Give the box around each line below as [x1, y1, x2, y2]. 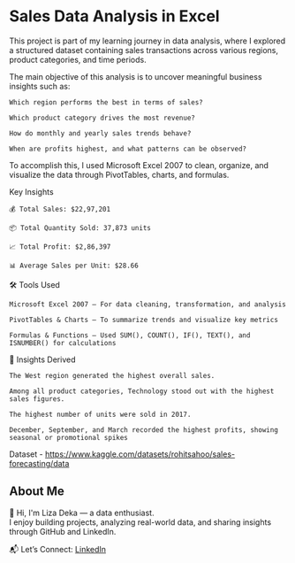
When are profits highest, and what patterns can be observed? [9, 144, 247, 153]
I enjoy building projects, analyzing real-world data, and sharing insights [9, 516, 272, 528]
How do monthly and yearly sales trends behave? [9, 128, 192, 138]
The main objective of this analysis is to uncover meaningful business [9, 71, 262, 81]
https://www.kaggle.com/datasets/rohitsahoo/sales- [44, 449, 236, 459]
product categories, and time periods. [9, 54, 147, 65]
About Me [9, 484, 64, 499]
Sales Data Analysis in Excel [9, 6, 220, 27]
